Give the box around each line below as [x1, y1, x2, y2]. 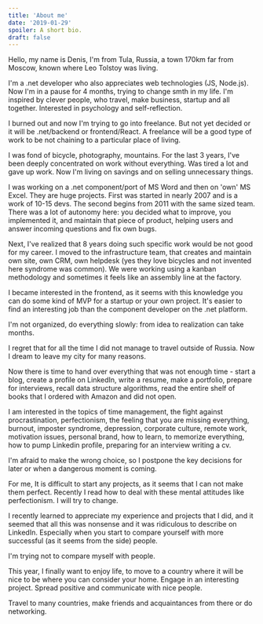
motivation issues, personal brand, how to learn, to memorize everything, [8, 432, 245, 442]
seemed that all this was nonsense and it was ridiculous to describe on [8, 520, 237, 529]
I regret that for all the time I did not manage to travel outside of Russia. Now [8, 343, 255, 353]
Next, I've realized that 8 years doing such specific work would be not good [8, 239, 254, 249]
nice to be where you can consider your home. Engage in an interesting [8, 575, 239, 585]
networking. [8, 607, 47, 616]
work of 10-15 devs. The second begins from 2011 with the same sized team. [8, 199, 255, 209]
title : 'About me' [8, 11, 68, 20]
